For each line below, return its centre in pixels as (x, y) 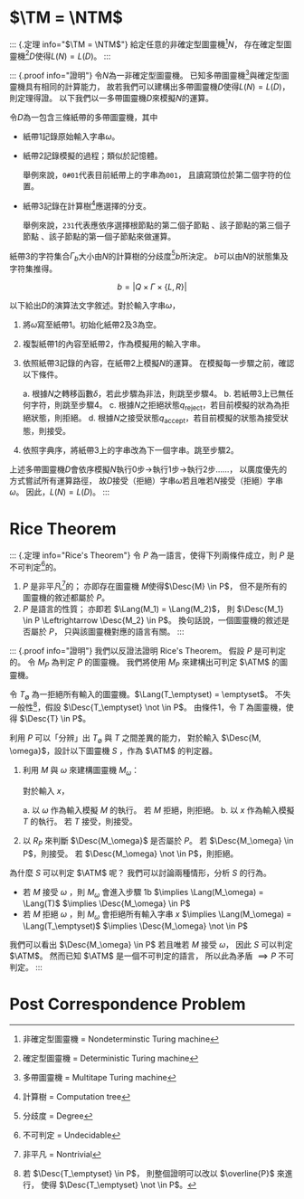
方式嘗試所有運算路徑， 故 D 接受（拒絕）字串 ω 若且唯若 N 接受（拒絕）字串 (146, 480)
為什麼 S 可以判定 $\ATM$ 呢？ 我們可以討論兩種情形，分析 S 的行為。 (140, 873)
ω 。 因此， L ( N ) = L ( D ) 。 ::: (60, 492)
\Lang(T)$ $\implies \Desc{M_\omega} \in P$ (106, 903)
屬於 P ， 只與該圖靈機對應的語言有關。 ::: (107, 631)
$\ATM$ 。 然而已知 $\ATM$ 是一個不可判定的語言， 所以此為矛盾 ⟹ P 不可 (152, 956)
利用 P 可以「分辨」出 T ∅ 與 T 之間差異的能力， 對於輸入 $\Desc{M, (135, 739)
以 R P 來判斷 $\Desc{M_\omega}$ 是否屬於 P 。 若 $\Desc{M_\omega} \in (158, 841)
